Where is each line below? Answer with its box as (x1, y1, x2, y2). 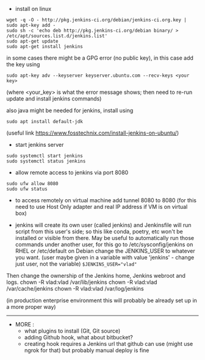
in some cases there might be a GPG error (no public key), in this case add (6, 54, 194, 62)
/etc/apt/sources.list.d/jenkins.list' (6, 33, 108, 39)
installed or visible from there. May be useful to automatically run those (15, 235, 194, 241)
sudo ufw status (6, 186, 48, 192)
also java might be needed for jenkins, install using (6, 107, 134, 114)
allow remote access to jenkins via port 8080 (15, 169, 129, 176)
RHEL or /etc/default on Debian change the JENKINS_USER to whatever (15, 247, 195, 255)
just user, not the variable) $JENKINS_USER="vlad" (15, 260, 137, 267)
